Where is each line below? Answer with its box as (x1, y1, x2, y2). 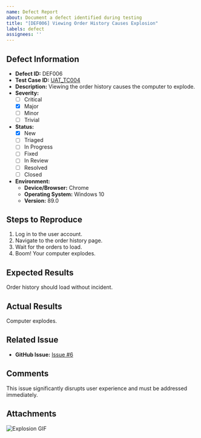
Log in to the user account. (15, 231, 83, 238)
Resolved (24, 164, 48, 171)
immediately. (6, 391, 38, 398)
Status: (15, 123, 35, 130)
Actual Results (6, 301, 62, 311)
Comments (6, 368, 49, 379)
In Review (24, 157, 48, 164)
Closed (24, 170, 42, 178)
